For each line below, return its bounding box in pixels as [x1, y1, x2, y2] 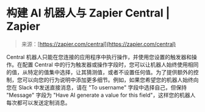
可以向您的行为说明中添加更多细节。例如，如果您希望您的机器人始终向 [22, 76, 199, 83]
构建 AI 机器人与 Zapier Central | [6, 6, 170, 20]
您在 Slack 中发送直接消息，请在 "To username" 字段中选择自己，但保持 [6, 83, 187, 91]
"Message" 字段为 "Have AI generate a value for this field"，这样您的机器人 [6, 91, 196, 99]
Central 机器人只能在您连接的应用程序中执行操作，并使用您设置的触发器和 [6, 53, 192, 60]
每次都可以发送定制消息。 [6, 99, 71, 106]
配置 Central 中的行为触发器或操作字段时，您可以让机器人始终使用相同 [22, 61, 199, 68]
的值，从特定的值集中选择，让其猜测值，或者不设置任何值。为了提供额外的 [6, 68, 193, 75]
